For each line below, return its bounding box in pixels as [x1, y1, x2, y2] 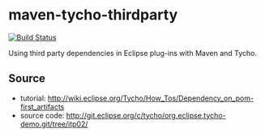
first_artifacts [19, 101, 65, 111]
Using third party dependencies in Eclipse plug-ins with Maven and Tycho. [8, 48, 258, 58]
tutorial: [19, 93, 46, 103]
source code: [19, 110, 65, 120]
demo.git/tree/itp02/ [19, 119, 88, 129]
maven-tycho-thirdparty [8, 6, 178, 24]
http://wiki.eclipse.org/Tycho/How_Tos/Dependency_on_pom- [47, 93, 254, 103]
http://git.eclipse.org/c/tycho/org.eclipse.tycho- [66, 110, 226, 120]
